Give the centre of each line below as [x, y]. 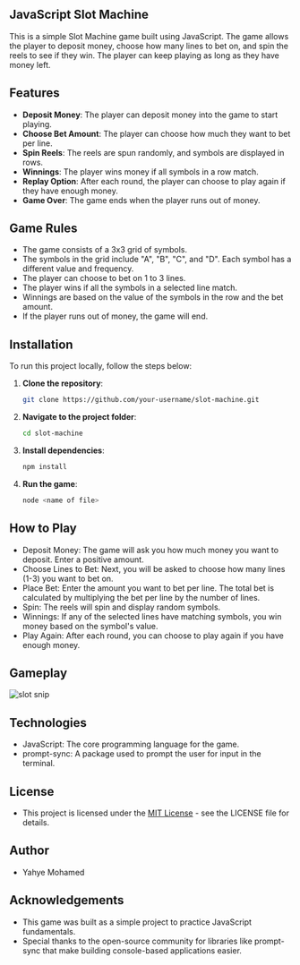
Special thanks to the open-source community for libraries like [137, 941]
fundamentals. [49, 931]
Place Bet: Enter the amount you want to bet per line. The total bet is [148, 588]
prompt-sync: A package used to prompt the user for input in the [141, 754]
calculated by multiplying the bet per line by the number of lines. [141, 597]
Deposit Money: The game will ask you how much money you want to [150, 550]
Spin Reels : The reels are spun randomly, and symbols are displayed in [153, 152]
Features [34, 93]
